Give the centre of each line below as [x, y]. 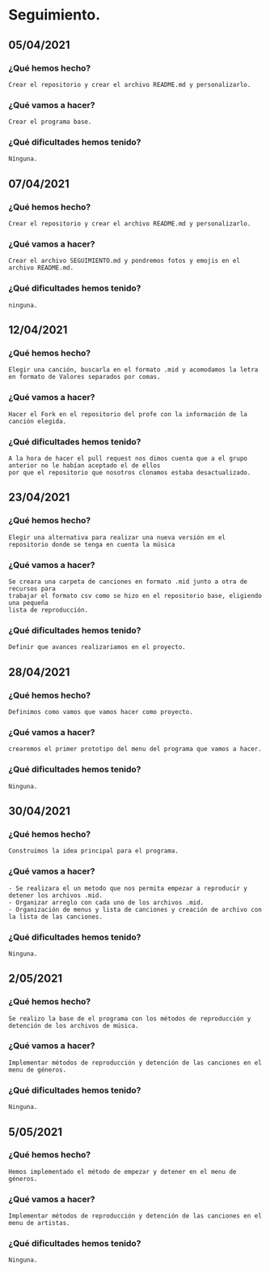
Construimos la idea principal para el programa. [94, 851]
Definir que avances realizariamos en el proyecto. [97, 647]
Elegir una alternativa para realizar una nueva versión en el [117, 537]
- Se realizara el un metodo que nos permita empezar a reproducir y [128, 888]
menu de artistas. [39, 1223]
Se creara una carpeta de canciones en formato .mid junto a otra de [128, 582]
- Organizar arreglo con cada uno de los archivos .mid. [106, 902]
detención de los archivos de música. [74, 1025]
